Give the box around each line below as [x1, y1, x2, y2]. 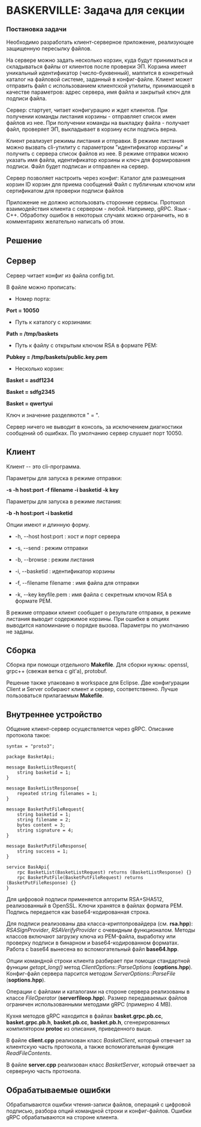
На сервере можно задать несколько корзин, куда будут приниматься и [6, 56, 193, 64]
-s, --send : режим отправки [14, 544, 88, 551]
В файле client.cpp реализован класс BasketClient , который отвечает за [6, 1037, 191, 1044]
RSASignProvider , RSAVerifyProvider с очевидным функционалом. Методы [6, 926, 196, 934]
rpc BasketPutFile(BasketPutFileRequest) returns [17, 875, 144, 881]
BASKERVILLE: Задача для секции [6, 4, 185, 17]
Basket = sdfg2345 [6, 388, 55, 395]
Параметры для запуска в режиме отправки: [6, 474, 122, 482]
